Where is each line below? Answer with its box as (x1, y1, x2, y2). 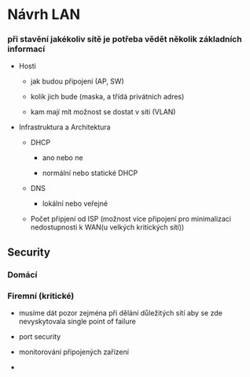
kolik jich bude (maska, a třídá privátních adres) (30, 92, 185, 102)
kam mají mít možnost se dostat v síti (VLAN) (30, 107, 176, 117)
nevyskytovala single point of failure (18, 317, 137, 327)
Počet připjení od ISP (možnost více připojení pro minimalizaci (30, 215, 232, 224)
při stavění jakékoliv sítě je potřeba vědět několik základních (7, 34, 242, 45)
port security (18, 332, 61, 342)
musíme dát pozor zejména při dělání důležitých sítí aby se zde (18, 308, 223, 318)
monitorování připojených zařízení (18, 347, 129, 356)
